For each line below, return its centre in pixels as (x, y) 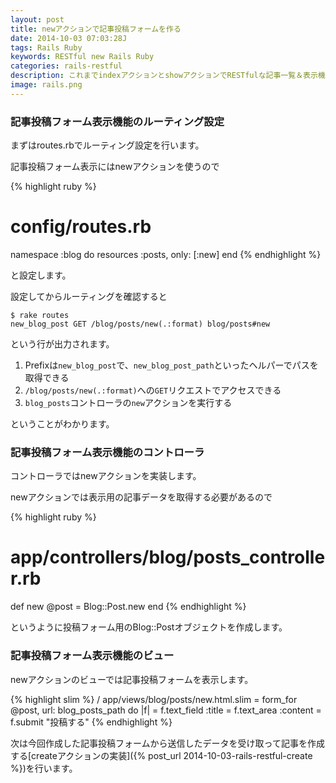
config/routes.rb (81, 227)
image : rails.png (46, 85)
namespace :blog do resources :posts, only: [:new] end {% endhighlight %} (166, 254)
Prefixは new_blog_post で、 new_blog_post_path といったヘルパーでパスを (171, 365)
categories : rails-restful (66, 66)
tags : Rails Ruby (46, 47)
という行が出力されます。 (62, 343)
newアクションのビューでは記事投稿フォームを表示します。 (132, 679)
